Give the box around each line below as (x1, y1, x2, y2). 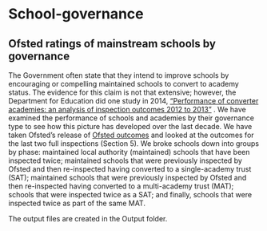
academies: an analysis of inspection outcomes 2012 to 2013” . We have (8, 105, 246, 114)
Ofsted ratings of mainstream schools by (8, 37, 216, 51)
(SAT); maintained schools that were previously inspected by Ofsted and (8, 173, 247, 182)
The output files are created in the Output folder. (8, 214, 168, 223)
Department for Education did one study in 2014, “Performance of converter (8, 96, 259, 105)
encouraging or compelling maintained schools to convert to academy (8, 79, 240, 88)
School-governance (8, 5, 144, 23)
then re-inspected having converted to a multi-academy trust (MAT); (8, 181, 234, 191)
